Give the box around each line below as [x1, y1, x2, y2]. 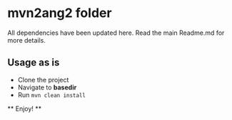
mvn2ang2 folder [7, 5, 112, 21]
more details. [7, 36, 46, 44]
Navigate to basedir [17, 83, 77, 92]
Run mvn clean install [17, 90, 86, 99]
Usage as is [7, 57, 60, 69]
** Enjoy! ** [7, 104, 42, 113]
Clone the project [17, 75, 69, 84]
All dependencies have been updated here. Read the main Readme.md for [7, 28, 225, 37]
